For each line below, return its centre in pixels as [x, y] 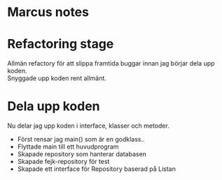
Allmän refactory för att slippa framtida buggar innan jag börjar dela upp [111, 63]
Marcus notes [48, 12]
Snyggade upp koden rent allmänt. [57, 78]
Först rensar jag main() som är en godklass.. [81, 140]
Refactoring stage [61, 44]
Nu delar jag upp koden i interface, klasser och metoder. [88, 126]
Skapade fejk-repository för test [63, 162]
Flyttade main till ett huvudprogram [68, 147]
